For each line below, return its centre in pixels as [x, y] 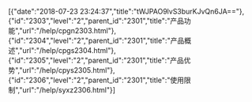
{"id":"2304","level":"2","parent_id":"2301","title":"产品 [96, 40]
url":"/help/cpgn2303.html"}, [70, 30]
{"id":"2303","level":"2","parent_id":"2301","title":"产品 [96, 21]
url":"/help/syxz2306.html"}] [69, 90]
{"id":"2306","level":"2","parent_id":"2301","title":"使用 [96, 80]
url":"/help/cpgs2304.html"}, [69, 50]
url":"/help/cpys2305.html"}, [69, 70]
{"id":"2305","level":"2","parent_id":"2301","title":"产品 [96, 60]
